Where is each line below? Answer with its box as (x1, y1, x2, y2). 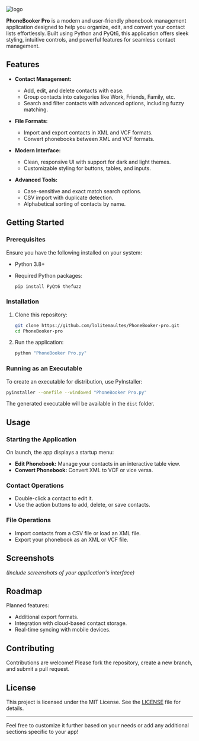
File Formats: (14, 117, 48, 124)
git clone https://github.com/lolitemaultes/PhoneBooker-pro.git (14, 322, 179, 328)
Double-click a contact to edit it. (14, 495, 94, 502)
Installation (6, 297, 40, 306)
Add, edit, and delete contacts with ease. (23, 87, 124, 94)
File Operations (6, 516, 52, 525)
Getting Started (6, 218, 65, 228)
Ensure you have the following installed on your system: (6, 249, 142, 256)
